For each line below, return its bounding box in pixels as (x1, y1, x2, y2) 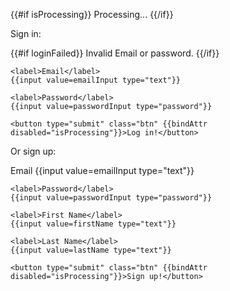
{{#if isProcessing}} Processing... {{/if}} (10, 9, 174, 20)
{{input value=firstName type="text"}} (10, 219, 177, 229)
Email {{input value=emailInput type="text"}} (10, 165, 195, 176)
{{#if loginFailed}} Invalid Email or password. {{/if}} (10, 47, 220, 59)
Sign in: (10, 28, 42, 39)
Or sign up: (10, 145, 57, 157)
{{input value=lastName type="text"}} (10, 245, 172, 255)
